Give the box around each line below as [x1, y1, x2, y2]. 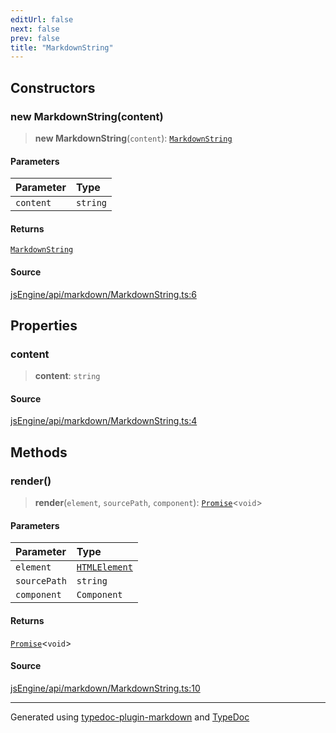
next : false [10, 24, 60, 34]
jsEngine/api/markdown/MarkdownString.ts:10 [10, 682, 201, 694]
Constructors [10, 79, 96, 96]
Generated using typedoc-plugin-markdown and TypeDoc [10, 711, 250, 723]
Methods [10, 444, 68, 461]
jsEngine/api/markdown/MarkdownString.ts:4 [10, 415, 198, 427]
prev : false [10, 33, 60, 43]
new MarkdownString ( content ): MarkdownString [34, 132, 233, 144]
